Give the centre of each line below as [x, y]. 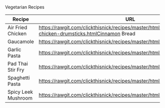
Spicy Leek [20, 92]
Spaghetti [19, 78]
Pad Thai [18, 64]
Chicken [17, 34]
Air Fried [17, 27]
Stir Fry [16, 70]
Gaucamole [21, 41]
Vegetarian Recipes [25, 7]
